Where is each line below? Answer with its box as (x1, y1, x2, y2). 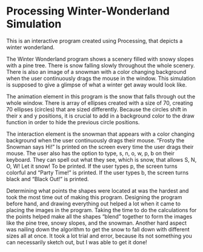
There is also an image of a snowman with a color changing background (6, 68, 187, 75)
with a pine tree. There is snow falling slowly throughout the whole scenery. (6, 62, 195, 69)
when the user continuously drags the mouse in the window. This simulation (6, 75, 196, 82)
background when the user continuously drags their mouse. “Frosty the (6, 136, 185, 144)
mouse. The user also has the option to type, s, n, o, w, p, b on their (6, 150, 175, 157)
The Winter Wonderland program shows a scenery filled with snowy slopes (6, 55, 194, 62)
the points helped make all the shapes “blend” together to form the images (6, 213, 193, 220)
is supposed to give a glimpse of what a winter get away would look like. (6, 81, 187, 88)
